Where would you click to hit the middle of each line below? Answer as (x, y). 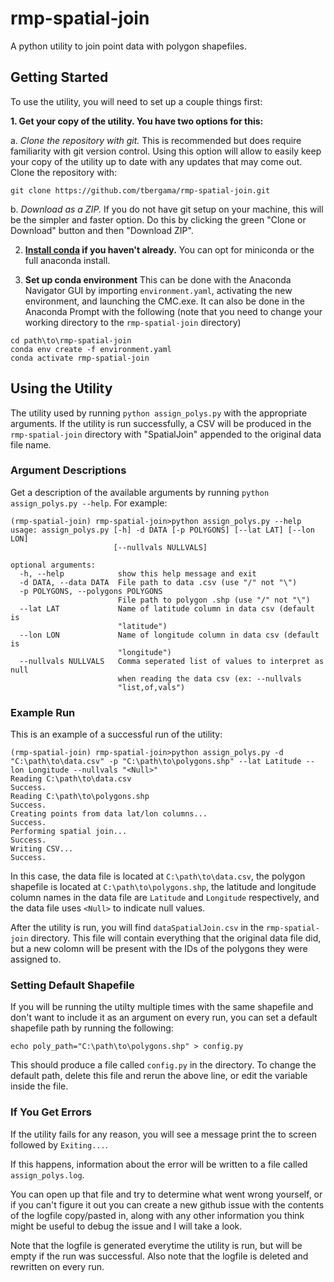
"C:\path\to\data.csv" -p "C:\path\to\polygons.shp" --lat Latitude (156, 762)
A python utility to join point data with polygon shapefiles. (128, 46)
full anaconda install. (67, 260)
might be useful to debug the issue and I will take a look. (126, 1226)
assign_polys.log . (47, 1174)
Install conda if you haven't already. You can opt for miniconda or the (169, 249)
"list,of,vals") (151, 687)
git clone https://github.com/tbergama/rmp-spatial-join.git (140, 190)
